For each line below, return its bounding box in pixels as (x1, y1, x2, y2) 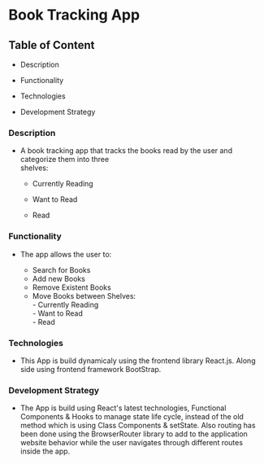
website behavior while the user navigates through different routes (19, 438, 244, 448)
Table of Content (8, 38, 95, 52)
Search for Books (32, 265, 91, 274)
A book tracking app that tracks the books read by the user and (19, 146, 233, 155)
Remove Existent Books (32, 282, 111, 292)
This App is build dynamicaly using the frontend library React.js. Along (19, 356, 256, 366)
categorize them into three (19, 155, 110, 164)
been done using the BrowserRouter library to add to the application (19, 429, 248, 439)
